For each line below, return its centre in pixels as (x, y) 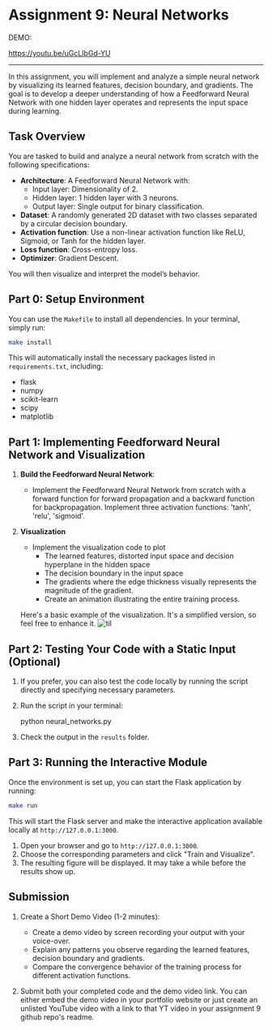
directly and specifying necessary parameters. (98, 690)
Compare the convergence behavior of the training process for (137, 967)
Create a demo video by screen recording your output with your (138, 932)
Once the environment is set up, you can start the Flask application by (125, 782)
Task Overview (47, 137)
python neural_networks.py (66, 722)
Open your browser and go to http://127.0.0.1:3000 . (109, 845)
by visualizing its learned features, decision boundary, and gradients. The (131, 85)
